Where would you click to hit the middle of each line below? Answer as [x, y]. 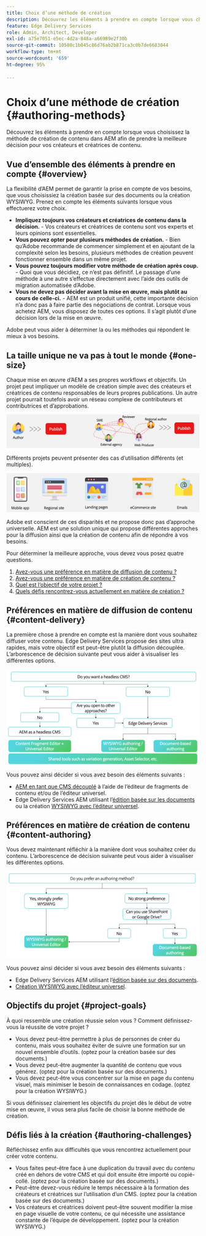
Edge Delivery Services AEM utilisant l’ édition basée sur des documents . [107, 980]
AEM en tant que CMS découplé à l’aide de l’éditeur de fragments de [102, 786]
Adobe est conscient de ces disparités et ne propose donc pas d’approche [101, 521]
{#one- [182, 355]
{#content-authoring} [49, 834]
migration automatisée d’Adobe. [55, 286]
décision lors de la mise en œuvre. [59, 318]
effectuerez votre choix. [36, 208]
